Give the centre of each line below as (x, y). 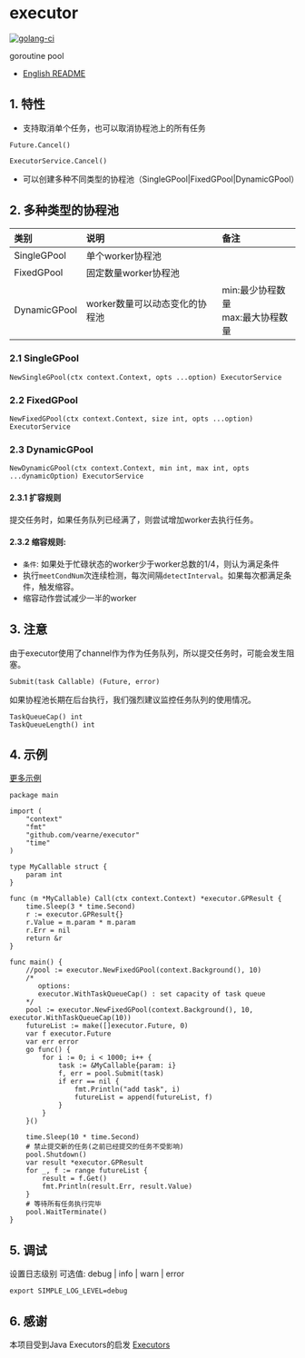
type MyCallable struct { (58, 867)
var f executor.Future (69, 1034)
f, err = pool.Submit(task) (111, 1074)
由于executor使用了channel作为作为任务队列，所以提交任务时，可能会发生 (148, 653)
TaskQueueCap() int (46, 717)
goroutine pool (37, 55)
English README (54, 73)
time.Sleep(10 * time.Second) (83, 1137)
